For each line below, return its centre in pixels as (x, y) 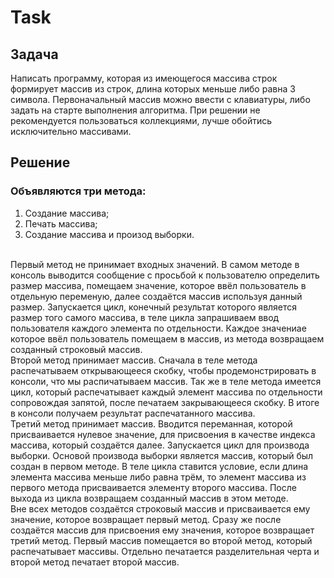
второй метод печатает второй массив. (95, 562)
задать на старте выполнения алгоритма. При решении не (135, 110)
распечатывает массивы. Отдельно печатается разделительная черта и (165, 551)
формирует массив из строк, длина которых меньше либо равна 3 (153, 89)
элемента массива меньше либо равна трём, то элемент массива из (158, 477)
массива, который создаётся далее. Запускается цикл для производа (160, 445)
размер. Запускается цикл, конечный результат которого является (154, 307)
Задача (34, 54)
